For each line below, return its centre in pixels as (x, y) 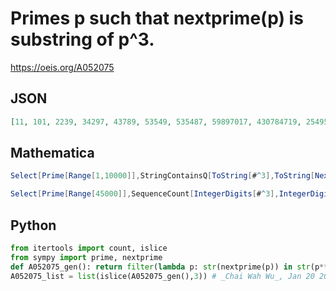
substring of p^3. (82, 39)
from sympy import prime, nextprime (86, 257)
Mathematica (52, 153)
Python (33, 225)
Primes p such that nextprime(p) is (157, 18)
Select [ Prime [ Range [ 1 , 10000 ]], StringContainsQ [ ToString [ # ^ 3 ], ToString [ (162, 176)
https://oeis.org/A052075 (62, 67)
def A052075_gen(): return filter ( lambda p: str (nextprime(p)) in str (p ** (169, 267)
